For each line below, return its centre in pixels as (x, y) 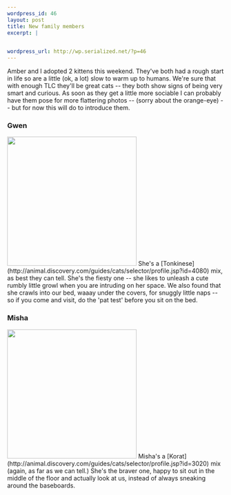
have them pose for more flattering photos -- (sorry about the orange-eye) (113, 100)
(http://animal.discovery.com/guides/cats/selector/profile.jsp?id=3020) (108, 463)
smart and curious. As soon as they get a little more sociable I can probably (114, 93)
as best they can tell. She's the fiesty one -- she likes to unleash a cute (108, 278)
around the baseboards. (41, 485)
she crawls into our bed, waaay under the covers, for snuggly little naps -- (113, 293)
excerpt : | (23, 33)
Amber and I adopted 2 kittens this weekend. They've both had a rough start (115, 71)
